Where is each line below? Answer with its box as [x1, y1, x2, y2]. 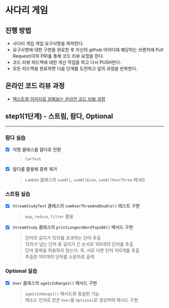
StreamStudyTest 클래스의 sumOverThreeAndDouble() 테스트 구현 [12, 203, 140, 209]
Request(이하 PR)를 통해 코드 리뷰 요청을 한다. [12, 53, 104, 59]
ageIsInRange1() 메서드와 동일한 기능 [25, 290, 100, 296]
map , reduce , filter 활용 [25, 214, 74, 220]
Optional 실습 [5, 267, 38, 274]
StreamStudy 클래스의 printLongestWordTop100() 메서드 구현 [12, 224, 133, 230]
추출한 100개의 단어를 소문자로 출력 [25, 254, 95, 260]
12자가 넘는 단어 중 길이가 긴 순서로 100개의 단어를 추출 [25, 241, 134, 247]
